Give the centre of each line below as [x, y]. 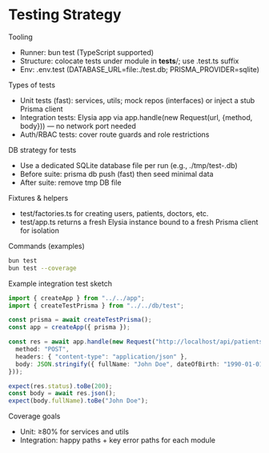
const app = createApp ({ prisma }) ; [69, 327]
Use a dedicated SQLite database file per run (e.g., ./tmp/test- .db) [128, 165]
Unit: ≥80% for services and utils [74, 432]
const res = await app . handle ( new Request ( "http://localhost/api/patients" [137, 342]
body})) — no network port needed [78, 126]
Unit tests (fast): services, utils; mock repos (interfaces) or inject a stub [137, 100]
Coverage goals [34, 416]
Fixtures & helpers [38, 198]
